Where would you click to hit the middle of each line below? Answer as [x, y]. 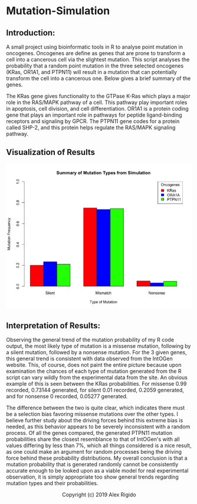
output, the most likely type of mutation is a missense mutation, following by [98, 346]
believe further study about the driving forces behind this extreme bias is [95, 421]
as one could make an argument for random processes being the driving [94, 452]
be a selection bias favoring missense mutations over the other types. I [92, 414]
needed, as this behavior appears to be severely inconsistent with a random [98, 427]
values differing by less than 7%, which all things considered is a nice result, [99, 445]
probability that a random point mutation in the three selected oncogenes [95, 66]
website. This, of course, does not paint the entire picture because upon [94, 365]
